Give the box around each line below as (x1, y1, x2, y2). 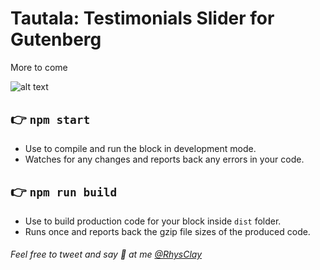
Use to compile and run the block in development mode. (24, 142, 257, 154)
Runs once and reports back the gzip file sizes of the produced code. (24, 225, 311, 237)
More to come (10, 61, 68, 73)
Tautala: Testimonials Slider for (10, 7, 275, 30)
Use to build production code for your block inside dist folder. (24, 215, 282, 227)
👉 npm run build (10, 183, 118, 201)
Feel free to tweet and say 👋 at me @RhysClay (10, 248, 203, 261)
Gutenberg (10, 28, 102, 51)
